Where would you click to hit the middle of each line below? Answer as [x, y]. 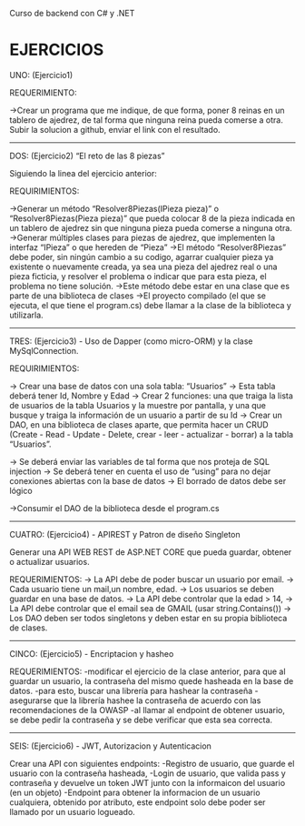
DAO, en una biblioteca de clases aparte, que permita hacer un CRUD [139, 424]
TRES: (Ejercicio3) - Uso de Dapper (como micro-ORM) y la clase [131, 341]
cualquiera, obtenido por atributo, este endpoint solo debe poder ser [138, 802]
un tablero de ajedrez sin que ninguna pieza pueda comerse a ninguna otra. [151, 227]
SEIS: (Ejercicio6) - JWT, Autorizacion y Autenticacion [110, 746]
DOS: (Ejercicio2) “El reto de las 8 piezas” [87, 156]
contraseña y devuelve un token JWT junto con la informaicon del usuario [148, 782]
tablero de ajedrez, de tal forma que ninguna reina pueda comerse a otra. [146, 120]
